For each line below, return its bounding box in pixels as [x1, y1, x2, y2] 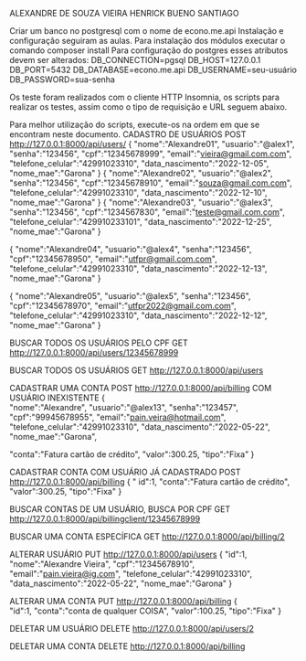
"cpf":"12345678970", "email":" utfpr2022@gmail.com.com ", [9, 301, 237, 311]
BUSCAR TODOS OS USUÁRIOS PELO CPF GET [9, 337, 189, 348]
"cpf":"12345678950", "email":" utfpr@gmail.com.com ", [9, 253, 217, 264]
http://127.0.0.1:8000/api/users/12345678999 [9, 347, 179, 357]
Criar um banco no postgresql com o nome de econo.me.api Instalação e [9, 26, 284, 36]
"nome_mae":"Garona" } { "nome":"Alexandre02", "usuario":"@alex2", [9, 168, 273, 178]
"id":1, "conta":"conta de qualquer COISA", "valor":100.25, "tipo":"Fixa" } [9, 605, 281, 616]
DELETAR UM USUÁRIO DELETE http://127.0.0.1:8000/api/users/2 [9, 624, 254, 634]
